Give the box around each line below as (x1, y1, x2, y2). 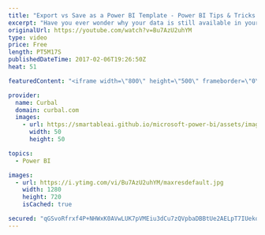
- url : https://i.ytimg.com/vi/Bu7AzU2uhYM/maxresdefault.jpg (15, 178, 224, 186)
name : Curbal (15, 99, 58, 106)
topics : (8, 149, 34, 158)
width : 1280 (22, 186, 62, 194)
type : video (8, 33, 47, 42)
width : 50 (28, 128, 62, 136)
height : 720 (22, 193, 62, 201)
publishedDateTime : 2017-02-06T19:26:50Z (8, 56, 147, 64)
